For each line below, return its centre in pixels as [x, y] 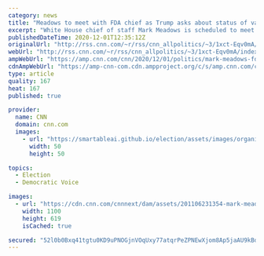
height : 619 [42, 218]
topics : [21, 168]
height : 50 [47, 154]
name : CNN [31, 117]
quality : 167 [29, 81]
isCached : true [47, 226]
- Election [33, 175]
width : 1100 [42, 211]
